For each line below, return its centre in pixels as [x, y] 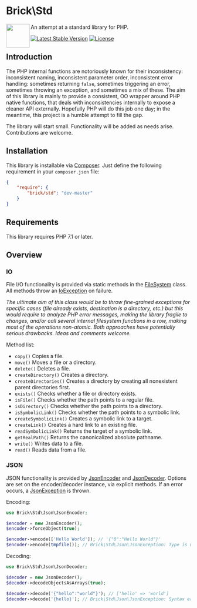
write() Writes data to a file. [49, 444]
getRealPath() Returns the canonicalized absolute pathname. [89, 437]
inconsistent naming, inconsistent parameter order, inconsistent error [90, 77]
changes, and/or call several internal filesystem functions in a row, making [96, 321]
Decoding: [18, 556]
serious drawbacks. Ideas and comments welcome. [69, 333]
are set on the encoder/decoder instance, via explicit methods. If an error [94, 484]
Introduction [29, 57]
